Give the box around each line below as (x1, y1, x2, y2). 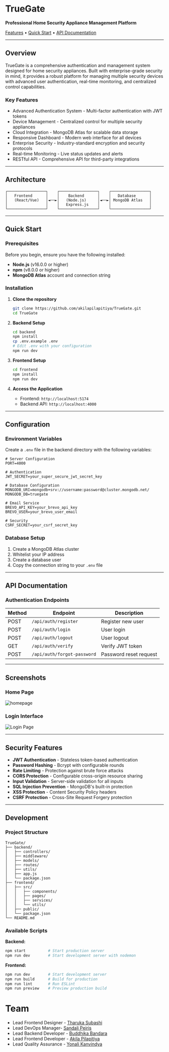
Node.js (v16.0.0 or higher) (12, 261, 69, 268)
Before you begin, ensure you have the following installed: (5, 251, 126, 257)
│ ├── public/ (5, 907, 39, 912)
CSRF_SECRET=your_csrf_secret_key (5, 523, 78, 528)
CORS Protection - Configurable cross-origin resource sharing (12, 773, 143, 779)
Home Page (5, 689, 34, 696)
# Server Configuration (5, 456, 55, 462)
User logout (101, 635, 129, 642)
